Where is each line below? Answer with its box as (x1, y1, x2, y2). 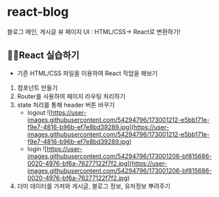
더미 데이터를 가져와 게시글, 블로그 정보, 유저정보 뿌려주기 (16, 182, 171, 190)
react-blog (7, 4, 69, 20)
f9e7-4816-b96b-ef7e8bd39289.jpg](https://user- (27, 122, 170, 131)
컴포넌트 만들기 (16, 83, 58, 92)
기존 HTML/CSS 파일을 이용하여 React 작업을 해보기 (16, 69, 158, 77)
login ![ (27, 144, 47, 153)
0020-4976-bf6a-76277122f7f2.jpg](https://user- (27, 159, 168, 168)
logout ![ (27, 108, 51, 116)
